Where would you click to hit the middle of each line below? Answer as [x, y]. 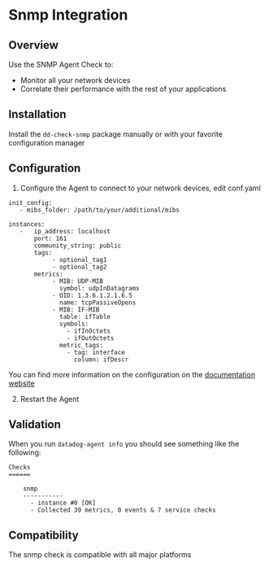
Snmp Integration [68, 15]
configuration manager [47, 142]
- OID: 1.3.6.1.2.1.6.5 [92, 295]
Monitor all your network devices [75, 80]
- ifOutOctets [90, 338]
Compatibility [43, 535]
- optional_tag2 [79, 267]
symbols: [74, 324]
